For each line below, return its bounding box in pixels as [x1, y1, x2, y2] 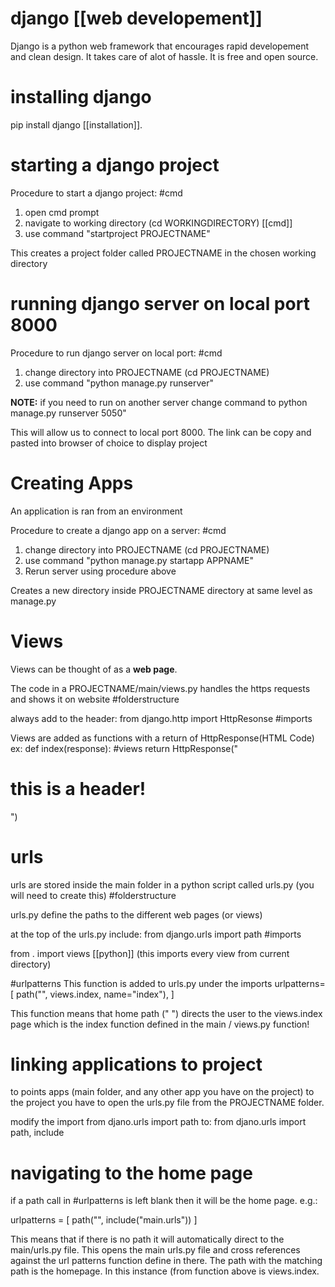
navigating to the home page [10, 1162, 253, 1184]
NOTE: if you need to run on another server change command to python [10, 396, 308, 408]
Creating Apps [10, 472, 134, 494]
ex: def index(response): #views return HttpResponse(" [10, 742, 239, 754]
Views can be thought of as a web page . [10, 663, 178, 675]
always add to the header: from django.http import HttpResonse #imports [10, 712, 313, 724]
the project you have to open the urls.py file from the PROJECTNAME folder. [10, 1097, 325, 1109]
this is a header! [10, 777, 147, 800]
